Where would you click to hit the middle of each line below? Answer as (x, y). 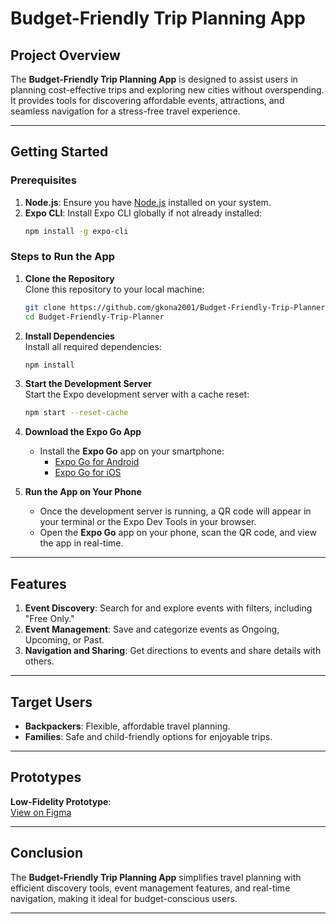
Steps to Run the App (63, 257)
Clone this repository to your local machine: (114, 289)
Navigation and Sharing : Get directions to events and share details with (173, 651)
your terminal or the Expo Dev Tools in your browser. (148, 522)
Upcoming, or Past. (64, 640)
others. (39, 661)
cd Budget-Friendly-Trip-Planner (94, 317)
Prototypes (46, 777)
